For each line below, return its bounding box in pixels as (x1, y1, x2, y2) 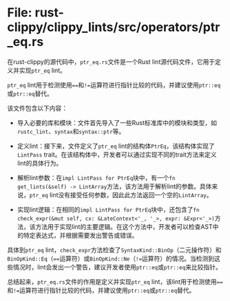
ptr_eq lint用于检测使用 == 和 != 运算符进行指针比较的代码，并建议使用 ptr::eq (7, 80, 221, 89)
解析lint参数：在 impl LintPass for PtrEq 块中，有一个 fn (17, 173, 176, 181)
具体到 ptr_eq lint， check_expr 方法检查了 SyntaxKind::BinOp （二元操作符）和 (7, 245, 222, 254)
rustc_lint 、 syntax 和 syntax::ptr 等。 (17, 127, 125, 135)
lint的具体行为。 (17, 159, 63, 167)
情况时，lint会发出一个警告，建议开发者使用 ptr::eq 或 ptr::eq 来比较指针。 (12, 263, 222, 271)
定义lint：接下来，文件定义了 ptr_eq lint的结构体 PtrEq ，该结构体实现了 (17, 142, 215, 150)
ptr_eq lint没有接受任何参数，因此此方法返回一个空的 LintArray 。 (29, 190, 213, 199)
